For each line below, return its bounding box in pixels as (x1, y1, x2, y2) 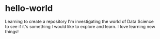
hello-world (5, 3, 53, 14)
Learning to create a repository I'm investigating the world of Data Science (5, 19, 154, 24)
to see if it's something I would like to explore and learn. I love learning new (5, 23, 156, 29)
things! (5, 29, 19, 34)
